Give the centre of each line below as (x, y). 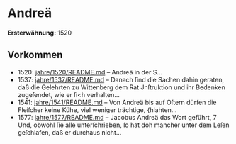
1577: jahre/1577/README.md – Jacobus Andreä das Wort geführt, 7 (117, 117)
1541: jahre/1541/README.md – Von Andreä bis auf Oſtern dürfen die (117, 102)
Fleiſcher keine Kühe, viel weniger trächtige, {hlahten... (97, 110)
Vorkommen (35, 55)
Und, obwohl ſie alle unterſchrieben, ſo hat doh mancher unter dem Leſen (123, 125)
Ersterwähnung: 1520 (40, 33)
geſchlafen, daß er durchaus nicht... (69, 132)
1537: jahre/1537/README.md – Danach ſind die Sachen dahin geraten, (121, 79)
